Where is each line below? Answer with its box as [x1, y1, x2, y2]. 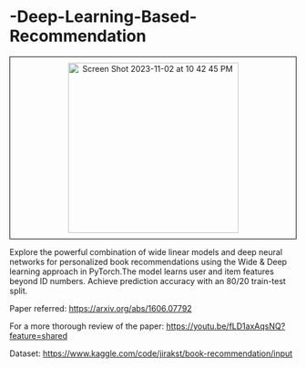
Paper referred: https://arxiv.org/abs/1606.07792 [9, 302, 193, 313]
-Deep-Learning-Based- [9, 6, 198, 27]
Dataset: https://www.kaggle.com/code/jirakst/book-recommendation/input [9, 348, 293, 359]
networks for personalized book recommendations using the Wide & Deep [9, 256, 288, 267]
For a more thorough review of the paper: [9, 321, 165, 332]
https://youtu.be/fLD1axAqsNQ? [166, 321, 286, 332]
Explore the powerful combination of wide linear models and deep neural [9, 246, 283, 257]
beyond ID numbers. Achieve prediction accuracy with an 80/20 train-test [9, 275, 287, 286]
